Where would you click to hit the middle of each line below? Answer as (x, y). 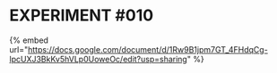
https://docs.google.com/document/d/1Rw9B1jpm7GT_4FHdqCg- (148, 49)
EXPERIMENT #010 (82, 16)
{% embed (29, 40)
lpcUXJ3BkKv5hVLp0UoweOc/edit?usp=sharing (99, 59)
